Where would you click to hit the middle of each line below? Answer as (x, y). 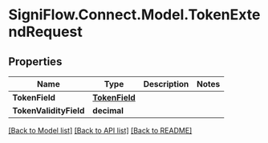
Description (166, 84)
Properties (35, 61)
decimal (108, 110)
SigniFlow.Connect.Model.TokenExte (134, 15)
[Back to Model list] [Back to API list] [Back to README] (100, 131)
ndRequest (45, 32)
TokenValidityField (49, 110)
